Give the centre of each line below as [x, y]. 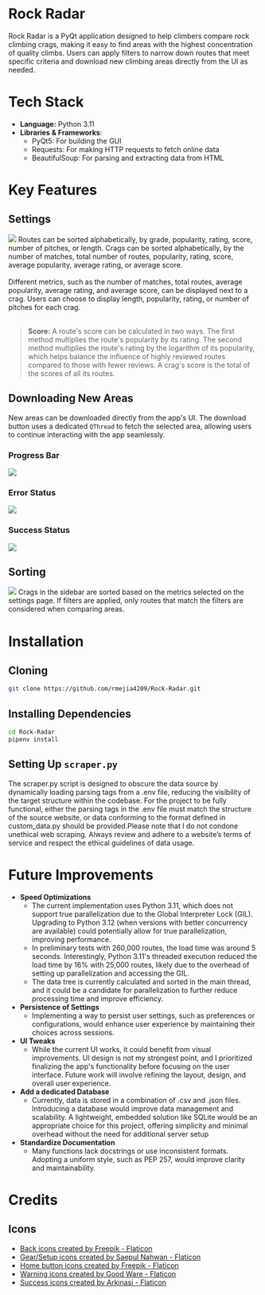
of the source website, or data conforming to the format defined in [117, 817]
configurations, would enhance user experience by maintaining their [144, 1023]
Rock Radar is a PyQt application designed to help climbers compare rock [129, 36]
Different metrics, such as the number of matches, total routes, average [125, 282]
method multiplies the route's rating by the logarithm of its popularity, [141, 348]
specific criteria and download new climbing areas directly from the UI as [128, 61]
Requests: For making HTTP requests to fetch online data [125, 149]
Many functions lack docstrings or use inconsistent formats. [130, 1151]
